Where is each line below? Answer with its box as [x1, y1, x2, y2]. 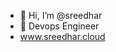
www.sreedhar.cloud [19, 31, 106, 42]
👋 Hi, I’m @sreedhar [19, 10, 103, 21]
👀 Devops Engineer [19, 20, 100, 32]
